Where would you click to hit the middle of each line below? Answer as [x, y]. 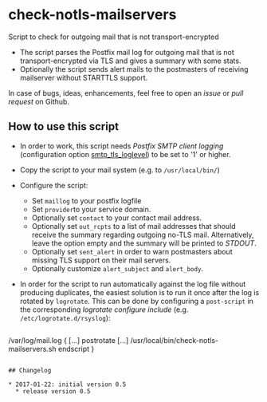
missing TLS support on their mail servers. [101, 260]
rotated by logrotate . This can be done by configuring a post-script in [136, 301]
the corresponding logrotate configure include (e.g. [104, 309]
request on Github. [39, 101]
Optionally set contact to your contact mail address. [116, 218]
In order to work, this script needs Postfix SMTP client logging [122, 146]
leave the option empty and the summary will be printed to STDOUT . [144, 243]
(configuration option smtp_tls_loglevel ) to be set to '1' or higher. [125, 154]
